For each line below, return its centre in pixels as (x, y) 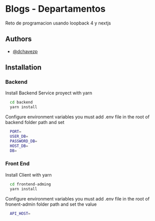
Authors (19, 39)
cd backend (21, 103)
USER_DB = (19, 137)
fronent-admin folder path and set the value (51, 204)
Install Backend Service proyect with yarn (49, 93)
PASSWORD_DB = (24, 141)
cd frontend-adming (30, 184)
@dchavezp (25, 51)
